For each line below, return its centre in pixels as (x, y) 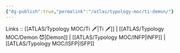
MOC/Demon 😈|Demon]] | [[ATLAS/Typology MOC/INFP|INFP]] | (86, 37)
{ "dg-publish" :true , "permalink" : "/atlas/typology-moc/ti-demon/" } (90, 11)
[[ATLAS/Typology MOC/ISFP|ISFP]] (50, 43)
